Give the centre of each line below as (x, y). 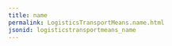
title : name (28, 15)
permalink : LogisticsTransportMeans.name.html (86, 23)
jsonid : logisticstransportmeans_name (72, 30)
